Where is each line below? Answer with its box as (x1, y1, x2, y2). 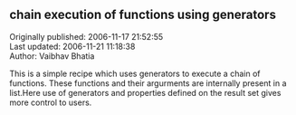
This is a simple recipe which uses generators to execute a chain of (9, 68, 261, 79)
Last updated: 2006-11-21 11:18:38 (9, 41, 136, 52)
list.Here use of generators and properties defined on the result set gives (9, 87, 282, 98)
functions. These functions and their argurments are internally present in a (9, 77, 287, 89)
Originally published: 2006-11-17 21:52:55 (9, 31, 164, 42)
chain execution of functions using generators (9, 7, 276, 23)
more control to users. (9, 97, 92, 108)
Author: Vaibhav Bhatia (9, 50, 95, 62)
